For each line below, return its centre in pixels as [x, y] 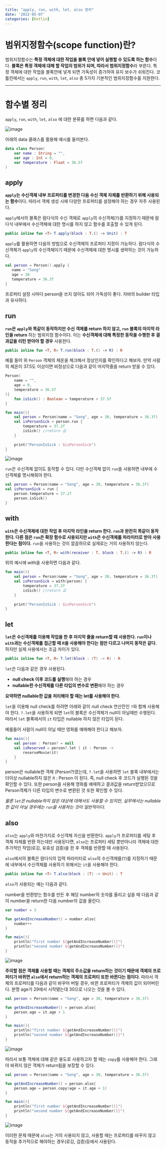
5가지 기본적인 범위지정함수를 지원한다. [122, 78]
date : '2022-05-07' [25, 14]
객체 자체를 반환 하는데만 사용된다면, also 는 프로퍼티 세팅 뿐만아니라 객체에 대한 [82, 842]
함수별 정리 [26, 105]
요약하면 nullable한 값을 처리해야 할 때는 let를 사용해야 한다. [63, 696]
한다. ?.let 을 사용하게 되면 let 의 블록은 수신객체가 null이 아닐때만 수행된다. [83, 713]
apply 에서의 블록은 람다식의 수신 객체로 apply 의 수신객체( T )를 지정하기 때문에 [80, 218]
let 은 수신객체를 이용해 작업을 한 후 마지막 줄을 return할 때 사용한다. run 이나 [78, 637]
